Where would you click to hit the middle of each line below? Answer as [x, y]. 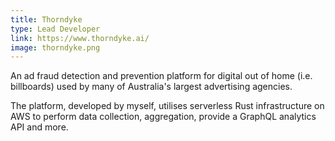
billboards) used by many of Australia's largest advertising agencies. [151, 87]
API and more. [39, 127]
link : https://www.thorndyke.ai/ [80, 38]
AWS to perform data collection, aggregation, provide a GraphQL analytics [163, 117]
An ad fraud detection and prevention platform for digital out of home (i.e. [161, 76]
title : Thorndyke [46, 19]
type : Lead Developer [55, 29]
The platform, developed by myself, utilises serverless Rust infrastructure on [167, 106]
